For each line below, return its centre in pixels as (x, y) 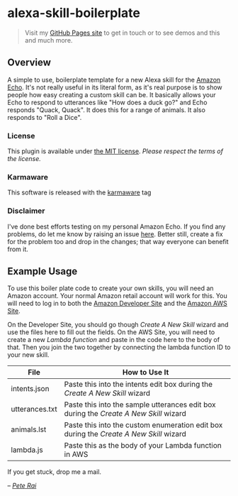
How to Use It (146, 373)
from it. (18, 249)
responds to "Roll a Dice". (45, 117)
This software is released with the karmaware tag (79, 192)
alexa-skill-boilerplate (74, 13)
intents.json (30, 389)
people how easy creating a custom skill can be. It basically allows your (112, 94)
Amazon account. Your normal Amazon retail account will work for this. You (118, 296)
